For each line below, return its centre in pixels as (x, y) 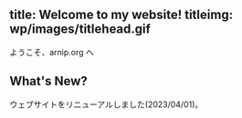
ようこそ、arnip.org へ (52, 52)
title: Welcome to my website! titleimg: (121, 15)
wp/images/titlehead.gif (80, 29)
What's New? (49, 81)
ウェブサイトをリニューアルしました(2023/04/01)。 (106, 104)
